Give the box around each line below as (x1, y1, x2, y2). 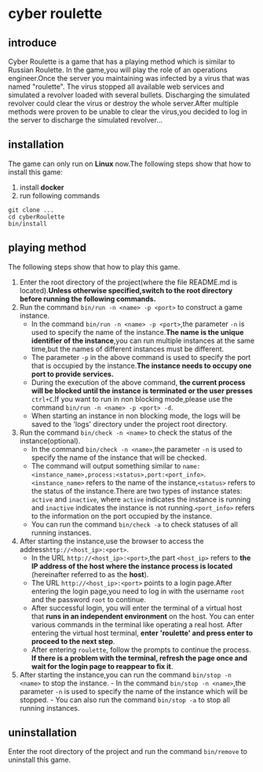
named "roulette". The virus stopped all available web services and (8, 82, 225, 91)
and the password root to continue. (31, 594, 147, 604)
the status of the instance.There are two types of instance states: (31, 486, 243, 495)
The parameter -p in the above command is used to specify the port (31, 352, 251, 362)
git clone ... (8, 206, 55, 214)
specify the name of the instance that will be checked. (31, 453, 206, 462)
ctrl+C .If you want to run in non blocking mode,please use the (31, 394, 233, 403)
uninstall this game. (8, 755, 71, 765)
